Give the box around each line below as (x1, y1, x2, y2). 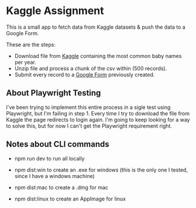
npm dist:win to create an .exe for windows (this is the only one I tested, (14, 166, 188, 173)
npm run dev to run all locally (14, 155, 85, 162)
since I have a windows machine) (14, 172, 95, 179)
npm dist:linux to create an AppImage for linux (14, 195, 126, 202)
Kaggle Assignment (6, 4, 104, 18)
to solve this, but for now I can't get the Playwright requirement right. (6, 122, 173, 129)
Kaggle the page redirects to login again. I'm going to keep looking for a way (6, 116, 190, 123)
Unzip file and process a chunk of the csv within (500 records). (14, 64, 167, 71)
